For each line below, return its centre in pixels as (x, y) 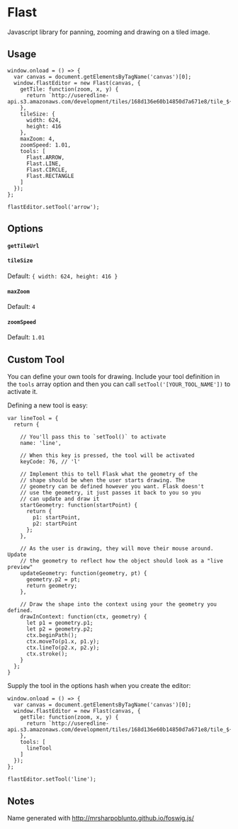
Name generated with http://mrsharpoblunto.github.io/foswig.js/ (101, 818)
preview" (20, 568)
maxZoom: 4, (38, 139)
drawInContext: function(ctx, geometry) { (84, 617)
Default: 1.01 (26, 337)
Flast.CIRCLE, (47, 170)
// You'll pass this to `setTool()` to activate (93, 437)
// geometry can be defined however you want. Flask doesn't (112, 487)
